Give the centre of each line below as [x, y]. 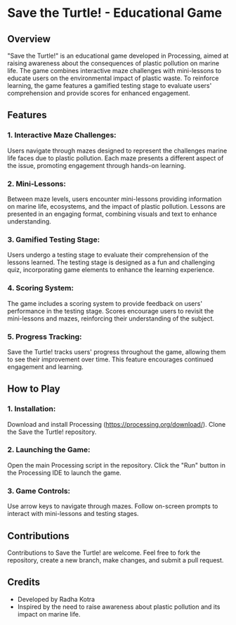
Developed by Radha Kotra [56, 599]
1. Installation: [32, 409]
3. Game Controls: [39, 491]
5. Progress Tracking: [45, 337]
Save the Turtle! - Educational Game [115, 13]
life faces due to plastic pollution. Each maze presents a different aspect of [116, 158]
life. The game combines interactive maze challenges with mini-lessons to [114, 71]
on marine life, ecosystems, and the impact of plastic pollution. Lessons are [117, 206]
